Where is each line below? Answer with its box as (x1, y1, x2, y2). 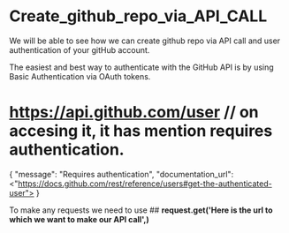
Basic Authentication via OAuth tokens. (9, 71, 151, 81)
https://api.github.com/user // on (9, 102, 259, 123)
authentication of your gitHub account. (9, 44, 150, 55)
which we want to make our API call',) (9, 214, 150, 224)
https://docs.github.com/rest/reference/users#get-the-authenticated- (17, 178, 272, 189)
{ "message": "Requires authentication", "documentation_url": (9, 169, 234, 179)
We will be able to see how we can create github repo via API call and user (9, 35, 281, 46)
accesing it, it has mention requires (9, 121, 273, 141)
